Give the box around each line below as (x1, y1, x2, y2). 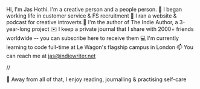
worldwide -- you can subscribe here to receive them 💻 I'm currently (6, 35, 179, 42)
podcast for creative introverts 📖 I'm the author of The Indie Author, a (6, 19, 178, 25)
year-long (6, 25, 31, 33)
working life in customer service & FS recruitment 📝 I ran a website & (6, 12, 177, 19)
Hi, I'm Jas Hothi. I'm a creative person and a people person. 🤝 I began (6, 6, 182, 13)
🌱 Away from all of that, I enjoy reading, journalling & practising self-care (6, 76, 187, 83)
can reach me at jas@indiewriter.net (6, 52, 96, 59)
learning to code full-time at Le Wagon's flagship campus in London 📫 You (6, 44, 193, 51)
